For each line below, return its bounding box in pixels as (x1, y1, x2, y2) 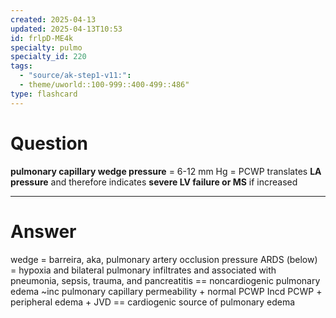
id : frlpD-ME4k (10, 33, 74, 43)
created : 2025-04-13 (10, 14, 97, 25)
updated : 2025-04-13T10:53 (10, 24, 123, 34)
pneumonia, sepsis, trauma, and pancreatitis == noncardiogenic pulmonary (10, 274, 321, 286)
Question (10, 132, 88, 155)
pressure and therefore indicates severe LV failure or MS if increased (10, 176, 298, 188)
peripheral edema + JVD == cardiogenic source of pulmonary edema (10, 296, 296, 308)
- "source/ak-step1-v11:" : (19, 71, 132, 81)
